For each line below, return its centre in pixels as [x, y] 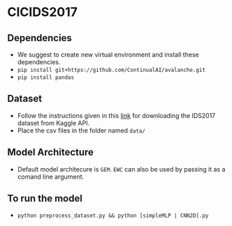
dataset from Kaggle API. [53, 123]
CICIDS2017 [43, 12]
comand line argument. [51, 176]
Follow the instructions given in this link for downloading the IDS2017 [116, 115]
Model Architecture [51, 152]
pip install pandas [46, 77]
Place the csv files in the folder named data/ [81, 130]
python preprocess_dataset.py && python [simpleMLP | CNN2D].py [113, 216]
